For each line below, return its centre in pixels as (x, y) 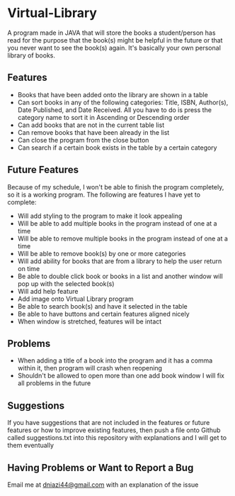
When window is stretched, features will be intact (90, 321)
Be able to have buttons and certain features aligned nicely (103, 314)
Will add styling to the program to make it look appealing (100, 216)
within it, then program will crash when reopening (90, 368)
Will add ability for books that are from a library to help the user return (120, 261)
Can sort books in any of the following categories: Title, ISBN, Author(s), (123, 102)
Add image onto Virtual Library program (76, 299)
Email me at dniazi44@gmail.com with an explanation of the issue (103, 485)
